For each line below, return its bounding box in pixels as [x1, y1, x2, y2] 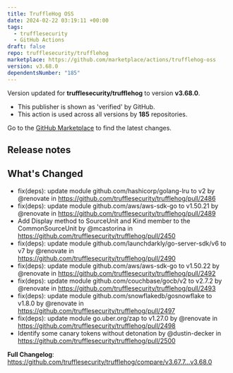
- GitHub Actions [13, 37, 65, 44]
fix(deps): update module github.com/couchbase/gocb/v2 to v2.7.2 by [17, 276, 222, 285]
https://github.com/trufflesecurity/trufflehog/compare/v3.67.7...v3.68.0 [7, 357, 213, 366]
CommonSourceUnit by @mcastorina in [17, 224, 133, 233]
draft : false [7, 43, 46, 50]
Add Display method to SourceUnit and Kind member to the [17, 216, 191, 225]
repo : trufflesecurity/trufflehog [7, 50, 109, 57]
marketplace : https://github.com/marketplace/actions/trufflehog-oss [7, 56, 217, 63]
